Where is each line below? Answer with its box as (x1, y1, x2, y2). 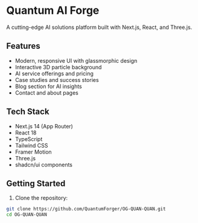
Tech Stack (6, 107, 49, 117)
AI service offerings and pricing (14, 70, 94, 77)
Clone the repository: (14, 194, 68, 202)
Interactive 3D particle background (14, 63, 102, 71)
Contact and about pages (14, 89, 78, 96)
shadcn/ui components (14, 161, 72, 168)
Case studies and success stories (14, 76, 99, 83)
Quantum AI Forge (6, 4, 100, 17)
